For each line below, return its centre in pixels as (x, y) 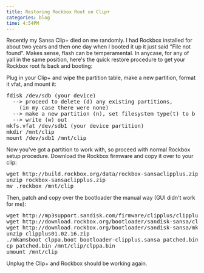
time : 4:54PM (23, 23)
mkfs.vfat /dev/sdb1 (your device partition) (75, 126)
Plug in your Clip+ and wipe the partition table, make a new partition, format (101, 78)
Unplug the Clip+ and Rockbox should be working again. (77, 263)
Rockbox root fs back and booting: (49, 66)
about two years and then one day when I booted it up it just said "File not (99, 47)
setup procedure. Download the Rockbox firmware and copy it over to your (100, 156)
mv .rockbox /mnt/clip (40, 186)
